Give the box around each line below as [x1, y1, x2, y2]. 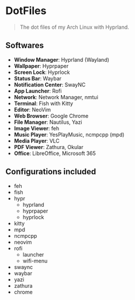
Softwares [5, 41, 44, 50]
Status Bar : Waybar [13, 75, 62, 82]
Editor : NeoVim [13, 106, 51, 113]
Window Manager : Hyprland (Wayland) [13, 56, 109, 63]
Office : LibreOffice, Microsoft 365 [13, 150, 96, 157]
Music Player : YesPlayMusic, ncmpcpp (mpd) [13, 131, 125, 138]
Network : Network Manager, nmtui [13, 93, 99, 100]
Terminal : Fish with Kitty [13, 100, 74, 107]
